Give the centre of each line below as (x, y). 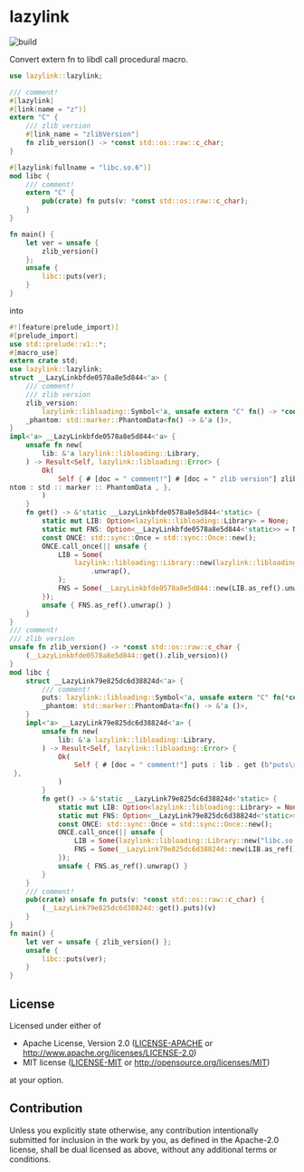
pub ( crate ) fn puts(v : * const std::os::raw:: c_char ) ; (145, 201)
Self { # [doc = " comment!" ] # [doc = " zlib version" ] (167, 479)
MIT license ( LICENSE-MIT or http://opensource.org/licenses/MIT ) (146, 1062)
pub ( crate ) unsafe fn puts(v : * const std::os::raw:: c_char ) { (145, 900)
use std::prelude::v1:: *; (58, 344)
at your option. (37, 1080)
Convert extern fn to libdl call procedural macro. (99, 59)
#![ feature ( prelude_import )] (64, 327)
